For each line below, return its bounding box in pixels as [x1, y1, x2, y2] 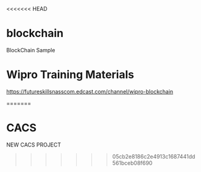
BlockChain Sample [6, 46, 55, 53]
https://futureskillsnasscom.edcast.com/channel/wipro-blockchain [6, 88, 174, 95]
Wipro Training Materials [6, 68, 135, 81]
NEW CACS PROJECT [6, 141, 62, 148]
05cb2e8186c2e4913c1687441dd [112, 153, 196, 160]
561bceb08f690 [112, 159, 153, 167]
